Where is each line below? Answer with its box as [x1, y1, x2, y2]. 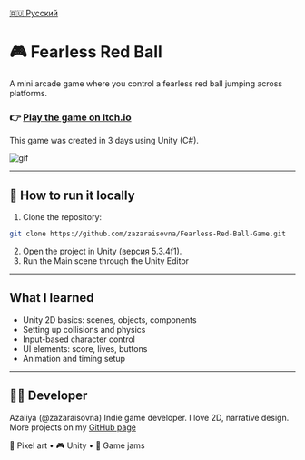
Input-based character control [22, 334, 136, 345]
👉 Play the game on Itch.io [9, 111, 132, 124]
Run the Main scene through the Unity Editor [22, 255, 189, 266]
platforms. [9, 87, 48, 98]
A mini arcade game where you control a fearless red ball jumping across [9, 77, 283, 89]
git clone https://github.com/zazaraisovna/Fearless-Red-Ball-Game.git [9, 229, 286, 239]
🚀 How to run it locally [9, 187, 135, 203]
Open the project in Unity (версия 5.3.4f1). [22, 245, 182, 256]
